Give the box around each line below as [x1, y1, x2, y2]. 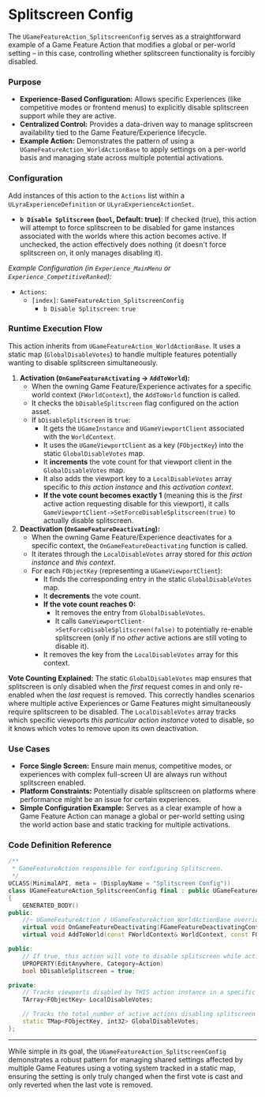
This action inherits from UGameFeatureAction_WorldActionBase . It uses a [8, 341, 241, 350]
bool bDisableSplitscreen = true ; [22, 967, 136, 975]
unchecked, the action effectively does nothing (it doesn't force [19, 239, 227, 249]
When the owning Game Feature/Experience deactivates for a [31, 532, 233, 542]
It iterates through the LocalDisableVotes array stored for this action [31, 549, 252, 558]
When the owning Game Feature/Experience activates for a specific [31, 381, 252, 391]
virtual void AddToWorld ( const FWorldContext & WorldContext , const [22, 931, 248, 939]
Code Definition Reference [8, 840, 112, 851]
